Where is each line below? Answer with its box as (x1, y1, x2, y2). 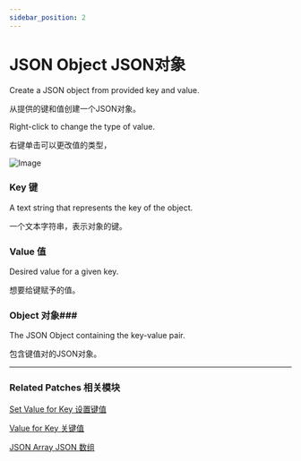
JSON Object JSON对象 (9, 55, 186, 74)
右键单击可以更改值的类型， (9, 140, 112, 150)
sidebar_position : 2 (9, 13, 87, 22)
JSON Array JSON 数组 (9, 441, 96, 452)
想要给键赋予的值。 (9, 285, 81, 295)
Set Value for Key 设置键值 (9, 404, 107, 414)
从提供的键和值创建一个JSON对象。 (9, 103, 142, 114)
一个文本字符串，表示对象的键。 (9, 220, 127, 231)
